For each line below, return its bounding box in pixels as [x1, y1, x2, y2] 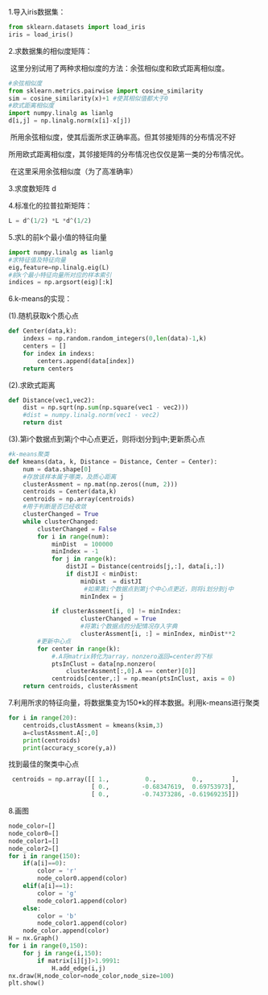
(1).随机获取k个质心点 [8, 311, 79, 320]
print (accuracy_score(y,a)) [23, 744, 117, 752]
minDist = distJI [80, 577, 142, 585]
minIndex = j [80, 592, 125, 601]
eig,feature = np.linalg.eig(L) [8, 263, 110, 271]
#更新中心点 [37, 637, 71, 646]
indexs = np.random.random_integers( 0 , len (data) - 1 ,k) [23, 335, 207, 343]
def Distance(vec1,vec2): [8, 396, 95, 404]
